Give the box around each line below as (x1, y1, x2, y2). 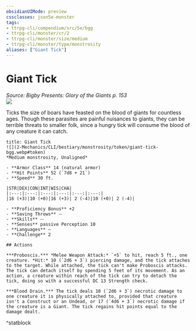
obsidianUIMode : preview (6, 8, 67, 15)
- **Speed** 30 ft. (6, 175, 54, 181)
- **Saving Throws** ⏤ (6, 211, 63, 217)
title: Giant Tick (6, 139, 51, 145)
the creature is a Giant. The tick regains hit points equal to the (6, 303, 177, 309)
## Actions (6, 242, 33, 248)
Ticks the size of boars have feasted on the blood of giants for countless (6, 109, 182, 116)
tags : (6, 19, 19, 25)
